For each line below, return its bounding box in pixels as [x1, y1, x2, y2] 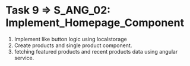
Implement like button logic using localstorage [14, 35, 127, 42]
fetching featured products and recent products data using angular [14, 48, 178, 55]
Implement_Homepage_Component [5, 16, 185, 29]
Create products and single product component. [14, 42, 132, 49]
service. [14, 54, 34, 61]
